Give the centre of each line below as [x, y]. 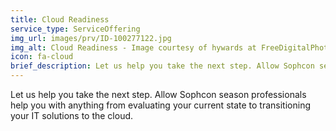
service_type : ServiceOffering [75, 29]
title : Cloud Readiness [60, 19]
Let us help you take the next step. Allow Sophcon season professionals [158, 94]
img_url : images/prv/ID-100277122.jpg [91, 38]
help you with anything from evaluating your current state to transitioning [160, 105]
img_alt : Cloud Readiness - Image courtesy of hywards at [133, 47]
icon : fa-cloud [42, 57]
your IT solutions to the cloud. [72, 115]
